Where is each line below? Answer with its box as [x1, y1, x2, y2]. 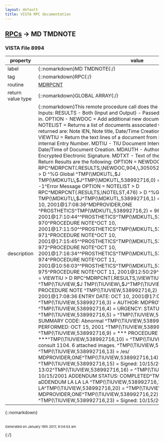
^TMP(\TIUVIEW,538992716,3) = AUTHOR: [38, 299, 140, 306]
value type [7, 95, 32, 102]
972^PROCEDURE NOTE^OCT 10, [38, 244, 116, 251]
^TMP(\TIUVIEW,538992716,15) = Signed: [38, 360, 138, 367]
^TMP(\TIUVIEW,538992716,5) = [38, 311, 116, 318]
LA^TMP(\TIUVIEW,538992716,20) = [38, 385, 125, 392]
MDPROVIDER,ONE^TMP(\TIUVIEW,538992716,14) [38, 354, 159, 361]
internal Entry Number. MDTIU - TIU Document [38, 140, 146, 147]
